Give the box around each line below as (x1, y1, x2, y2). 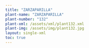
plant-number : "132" (5, 16, 49, 21)
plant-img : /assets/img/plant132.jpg (5, 26, 84, 31)
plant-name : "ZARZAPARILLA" (5, 12, 64, 17)
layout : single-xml (5, 30, 46, 35)
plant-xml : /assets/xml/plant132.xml (5, 21, 84, 26)
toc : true (5, 35, 26, 40)
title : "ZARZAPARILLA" (5, 7, 53, 12)
